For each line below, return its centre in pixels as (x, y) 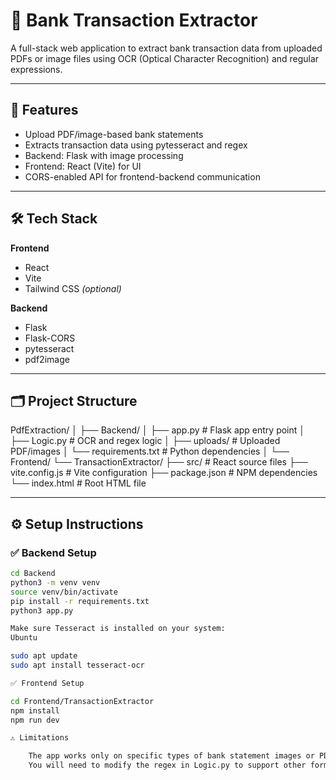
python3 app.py (42, 610)
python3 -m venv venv (55, 582)
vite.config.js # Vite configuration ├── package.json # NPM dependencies (164, 473)
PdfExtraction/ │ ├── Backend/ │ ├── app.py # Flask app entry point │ (158, 430)
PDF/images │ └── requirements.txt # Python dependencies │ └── (150, 451)
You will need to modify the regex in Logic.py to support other (167, 765)
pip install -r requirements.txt (80, 601)
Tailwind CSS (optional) (73, 288)
